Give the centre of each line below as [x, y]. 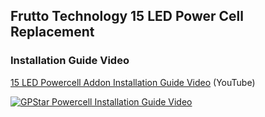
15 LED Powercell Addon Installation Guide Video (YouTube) [133, 82]
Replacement [52, 32]
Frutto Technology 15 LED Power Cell [127, 16]
